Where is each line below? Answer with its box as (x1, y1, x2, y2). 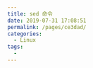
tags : (7, 43, 23, 50)
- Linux (13, 37, 37, 44)
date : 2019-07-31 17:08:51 (7, 17, 87, 24)
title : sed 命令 (7, 10, 53, 18)
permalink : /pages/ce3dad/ (7, 23, 87, 30)
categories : (7, 30, 42, 38)
